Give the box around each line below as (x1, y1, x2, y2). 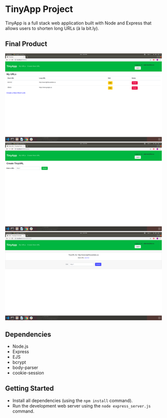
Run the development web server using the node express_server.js (12, 403, 151, 409)
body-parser (12, 365, 38, 371)
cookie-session (12, 370, 44, 376)
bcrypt (12, 359, 26, 365)
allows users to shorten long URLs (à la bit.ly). (5, 25, 99, 31)
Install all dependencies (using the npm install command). (12, 398, 133, 404)
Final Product (5, 40, 47, 48)
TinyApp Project (5, 3, 74, 15)
